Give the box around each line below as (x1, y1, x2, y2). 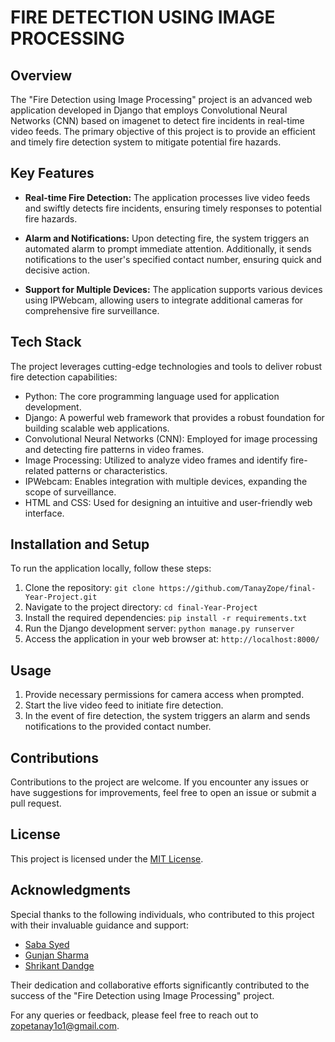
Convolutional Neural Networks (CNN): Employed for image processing (24, 432, 318, 445)
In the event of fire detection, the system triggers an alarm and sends (24, 710, 311, 722)
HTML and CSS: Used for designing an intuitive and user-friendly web (24, 496, 313, 508)
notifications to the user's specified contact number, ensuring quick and (24, 253, 322, 265)
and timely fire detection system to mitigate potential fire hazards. (10, 136, 282, 148)
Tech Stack (10, 334, 82, 351)
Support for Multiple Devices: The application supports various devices (24, 283, 323, 295)
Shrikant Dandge (24, 959, 95, 971)
